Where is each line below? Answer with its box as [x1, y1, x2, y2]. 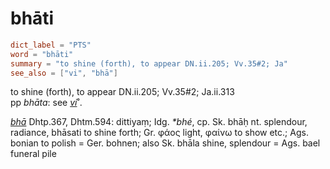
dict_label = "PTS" [10, 40, 92, 50]
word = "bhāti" [10, 49, 74, 59]
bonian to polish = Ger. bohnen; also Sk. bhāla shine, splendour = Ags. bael [10, 137, 321, 149]
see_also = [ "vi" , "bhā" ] [10, 68, 118, 78]
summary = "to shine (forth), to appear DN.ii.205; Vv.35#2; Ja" [10, 58, 288, 69]
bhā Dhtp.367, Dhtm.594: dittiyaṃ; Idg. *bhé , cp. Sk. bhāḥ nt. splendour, [10, 116, 308, 128]
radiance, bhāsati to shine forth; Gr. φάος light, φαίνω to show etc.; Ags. [10, 127, 309, 139]
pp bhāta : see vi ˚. [10, 97, 83, 109]
